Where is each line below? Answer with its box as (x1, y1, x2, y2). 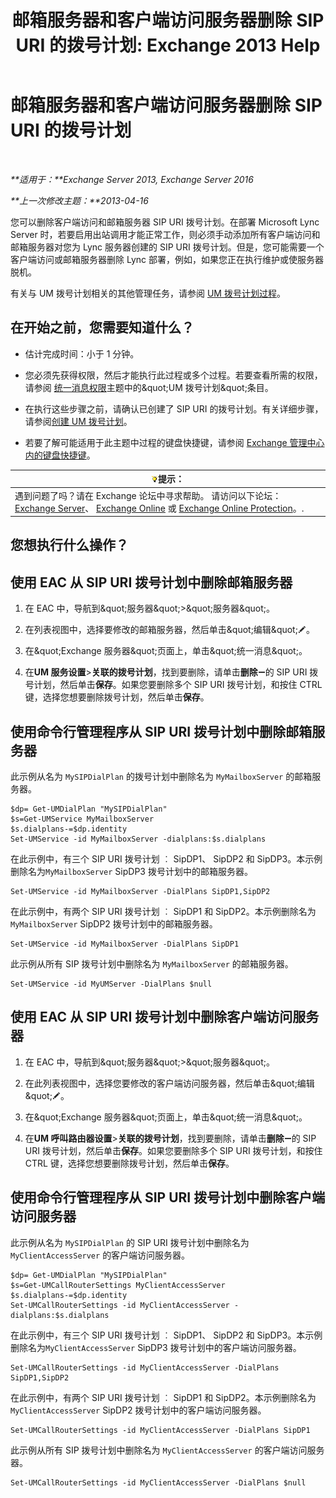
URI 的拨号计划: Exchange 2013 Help (15, 34, 321, 57)
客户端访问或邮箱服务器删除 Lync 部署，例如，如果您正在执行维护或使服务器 (10, 253, 324, 265)
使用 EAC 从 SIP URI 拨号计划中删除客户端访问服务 (10, 1009, 320, 1026)
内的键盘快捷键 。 (24, 449, 96, 461)
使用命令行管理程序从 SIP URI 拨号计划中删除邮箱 (10, 723, 313, 740)
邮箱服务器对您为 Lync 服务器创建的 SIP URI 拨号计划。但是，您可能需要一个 (10, 241, 325, 253)
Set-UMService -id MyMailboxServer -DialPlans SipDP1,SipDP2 (10, 887, 271, 897)
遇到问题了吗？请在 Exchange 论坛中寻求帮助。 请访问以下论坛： (14, 489, 282, 501)
